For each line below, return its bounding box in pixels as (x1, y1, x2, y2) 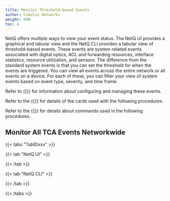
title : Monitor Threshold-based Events (5, 7, 90, 13)
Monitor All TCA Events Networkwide (5, 128, 126, 137)
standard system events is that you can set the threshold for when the (5, 62, 152, 68)
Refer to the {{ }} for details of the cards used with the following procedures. (5, 98, 164, 104)
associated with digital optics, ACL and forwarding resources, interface (5, 52, 154, 58)
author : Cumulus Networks (5, 12, 60, 17)
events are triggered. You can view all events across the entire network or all (5, 68, 165, 74)
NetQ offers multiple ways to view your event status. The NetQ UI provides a (5, 35, 165, 42)
